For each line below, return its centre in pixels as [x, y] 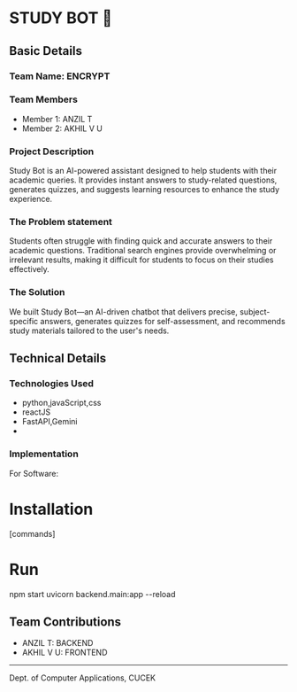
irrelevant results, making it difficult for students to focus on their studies [141, 260]
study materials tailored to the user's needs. [89, 330]
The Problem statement [61, 222]
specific [24, 321]
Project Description [52, 152]
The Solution [37, 292]
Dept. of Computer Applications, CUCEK [83, 678]
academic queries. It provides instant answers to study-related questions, [143, 180]
